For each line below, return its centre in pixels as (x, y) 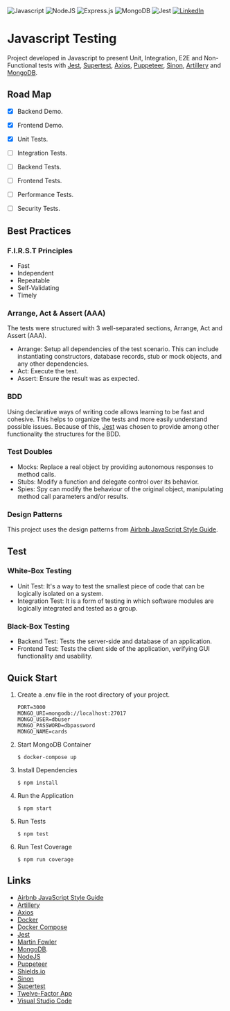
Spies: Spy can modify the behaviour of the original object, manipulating (120, 488)
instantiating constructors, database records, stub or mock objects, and (120, 357)
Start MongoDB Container (54, 744)
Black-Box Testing (38, 626)
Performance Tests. (45, 195)
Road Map (29, 95)
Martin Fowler (37, 942)
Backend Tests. (39, 167)
